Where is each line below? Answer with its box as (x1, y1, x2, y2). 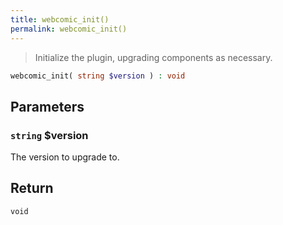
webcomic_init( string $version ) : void (10, 71, 186, 81)
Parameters (10, 98, 85, 115)
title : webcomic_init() (10, 14, 110, 25)
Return (10, 180, 54, 197)
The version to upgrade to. (10, 151, 120, 163)
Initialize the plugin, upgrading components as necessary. (34, 51, 273, 63)
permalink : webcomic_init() (10, 24, 128, 34)
